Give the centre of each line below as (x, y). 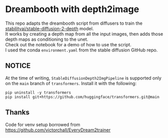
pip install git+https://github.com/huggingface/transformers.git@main (82, 97)
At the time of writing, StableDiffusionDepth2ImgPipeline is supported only (83, 78)
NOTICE (18, 66)
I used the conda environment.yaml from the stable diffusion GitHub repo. (81, 50)
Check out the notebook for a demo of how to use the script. (68, 44)
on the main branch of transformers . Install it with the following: (71, 83)
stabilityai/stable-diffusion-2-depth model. (50, 28)
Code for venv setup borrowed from (43, 124)
